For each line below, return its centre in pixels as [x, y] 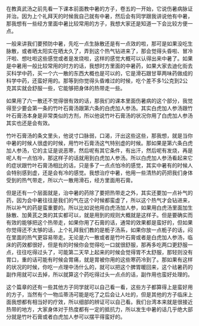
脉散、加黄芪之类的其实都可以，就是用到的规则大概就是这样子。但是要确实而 [99, 215]
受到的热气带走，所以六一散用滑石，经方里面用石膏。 [71, 180]
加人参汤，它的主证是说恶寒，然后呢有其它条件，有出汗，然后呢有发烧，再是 [99, 151]
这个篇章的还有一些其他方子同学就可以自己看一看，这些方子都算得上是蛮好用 [99, 287]
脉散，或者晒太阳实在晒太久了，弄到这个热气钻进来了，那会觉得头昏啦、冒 [97, 51]
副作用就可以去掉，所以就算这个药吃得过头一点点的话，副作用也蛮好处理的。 [99, 274]
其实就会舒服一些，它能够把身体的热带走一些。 [68, 88]
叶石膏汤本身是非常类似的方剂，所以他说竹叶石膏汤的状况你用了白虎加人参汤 [99, 115]
